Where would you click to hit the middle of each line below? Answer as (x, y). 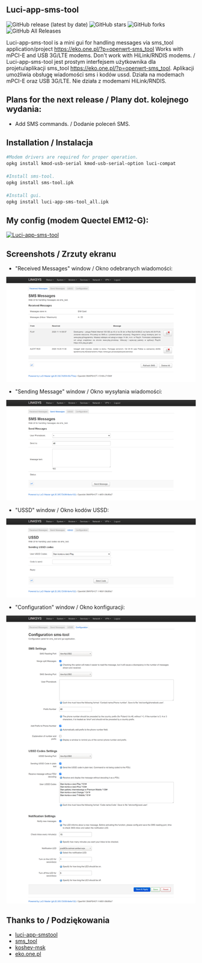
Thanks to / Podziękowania (58, 921)
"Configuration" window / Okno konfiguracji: (70, 607)
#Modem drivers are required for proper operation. (72, 157)
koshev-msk (30, 947)
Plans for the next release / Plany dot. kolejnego (97, 100)
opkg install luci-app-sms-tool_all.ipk (58, 202)
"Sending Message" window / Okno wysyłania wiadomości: (88, 391)
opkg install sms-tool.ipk (40, 182)
